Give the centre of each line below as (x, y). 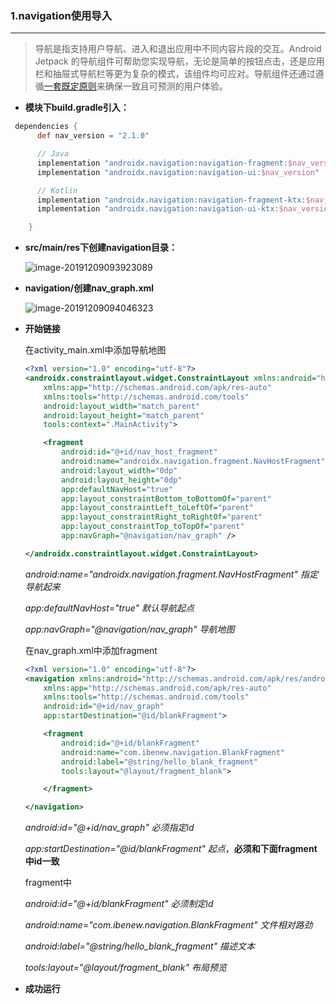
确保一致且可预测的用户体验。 (166, 86)
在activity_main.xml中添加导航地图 (95, 350)
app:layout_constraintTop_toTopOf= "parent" (153, 527)
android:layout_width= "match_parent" (122, 406)
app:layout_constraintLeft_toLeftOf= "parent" (157, 508)
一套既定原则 (70, 86)
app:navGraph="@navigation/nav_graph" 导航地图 (129, 629)
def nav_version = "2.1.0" (93, 136)
